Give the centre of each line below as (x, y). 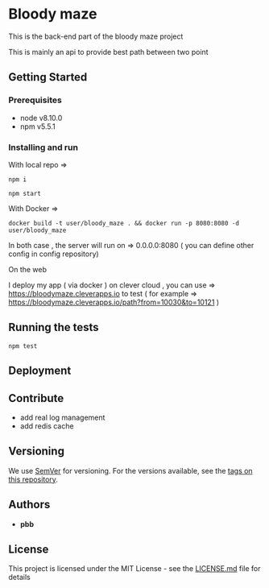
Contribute (36, 398)
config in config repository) (54, 254)
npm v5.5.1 (37, 126)
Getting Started (48, 77)
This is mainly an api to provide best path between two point (108, 52)
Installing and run (43, 147)
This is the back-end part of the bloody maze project (96, 36)
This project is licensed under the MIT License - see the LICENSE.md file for (134, 569)
